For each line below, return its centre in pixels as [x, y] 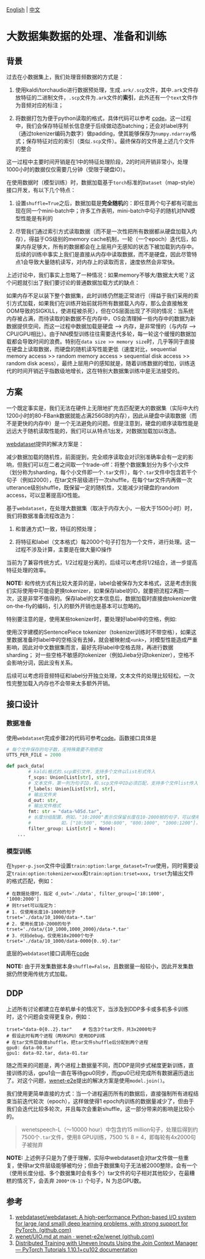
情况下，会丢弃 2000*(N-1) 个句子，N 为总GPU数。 [81, 1181]
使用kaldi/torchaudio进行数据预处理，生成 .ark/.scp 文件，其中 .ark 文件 [104, 90]
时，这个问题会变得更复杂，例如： [49, 1016]
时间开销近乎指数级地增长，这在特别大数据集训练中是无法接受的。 [100, 371]
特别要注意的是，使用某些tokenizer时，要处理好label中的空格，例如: [92, 619]
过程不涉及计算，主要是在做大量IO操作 [63, 549]
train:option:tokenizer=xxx [48, 874]
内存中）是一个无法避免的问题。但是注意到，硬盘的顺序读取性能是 [116, 423]
